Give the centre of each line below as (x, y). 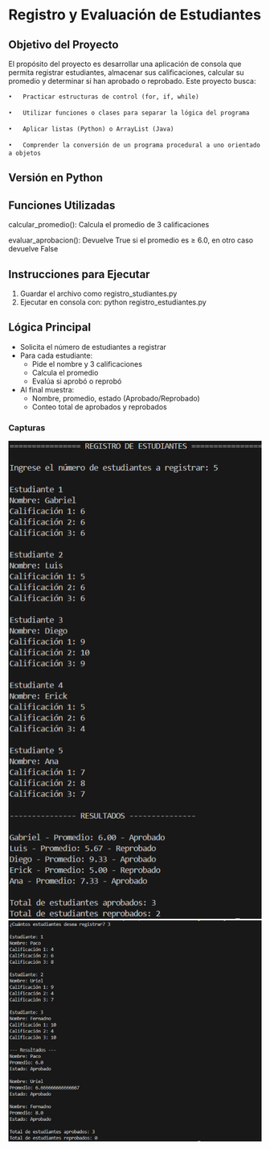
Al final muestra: (47, 389)
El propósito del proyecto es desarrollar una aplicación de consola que (125, 64)
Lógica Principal (49, 328)
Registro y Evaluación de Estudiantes (135, 15)
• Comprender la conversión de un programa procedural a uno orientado (135, 145)
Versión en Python (55, 178)
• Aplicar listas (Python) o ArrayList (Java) (91, 129)
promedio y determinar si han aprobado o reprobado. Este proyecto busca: (132, 81)
